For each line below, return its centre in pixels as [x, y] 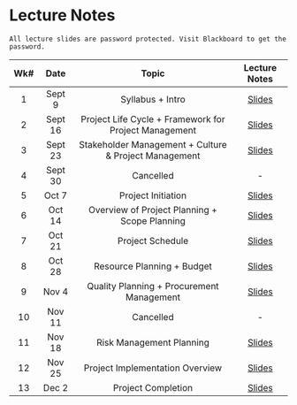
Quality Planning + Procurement [153, 286]
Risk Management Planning [153, 342]
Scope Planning [153, 220]
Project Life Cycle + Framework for [153, 118]
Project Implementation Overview [153, 368]
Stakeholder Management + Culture [153, 144]
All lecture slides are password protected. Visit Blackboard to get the [148, 39]
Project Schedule [153, 241]
